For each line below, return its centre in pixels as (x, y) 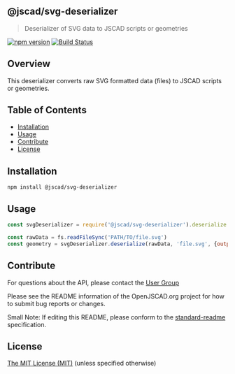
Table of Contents (47, 110)
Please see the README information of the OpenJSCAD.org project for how (116, 296)
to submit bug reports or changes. (57, 303)
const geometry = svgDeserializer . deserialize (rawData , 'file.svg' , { (112, 244)
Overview (29, 64)
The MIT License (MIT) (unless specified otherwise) (82, 364)
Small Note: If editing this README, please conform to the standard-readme (116, 317)
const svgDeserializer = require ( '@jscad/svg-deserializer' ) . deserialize (117, 225)
